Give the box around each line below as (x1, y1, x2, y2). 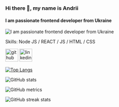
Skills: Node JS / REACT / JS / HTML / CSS (5, 38, 96, 45)
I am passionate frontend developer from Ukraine (5, 17, 112, 24)
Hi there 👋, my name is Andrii (5, 5, 79, 12)
